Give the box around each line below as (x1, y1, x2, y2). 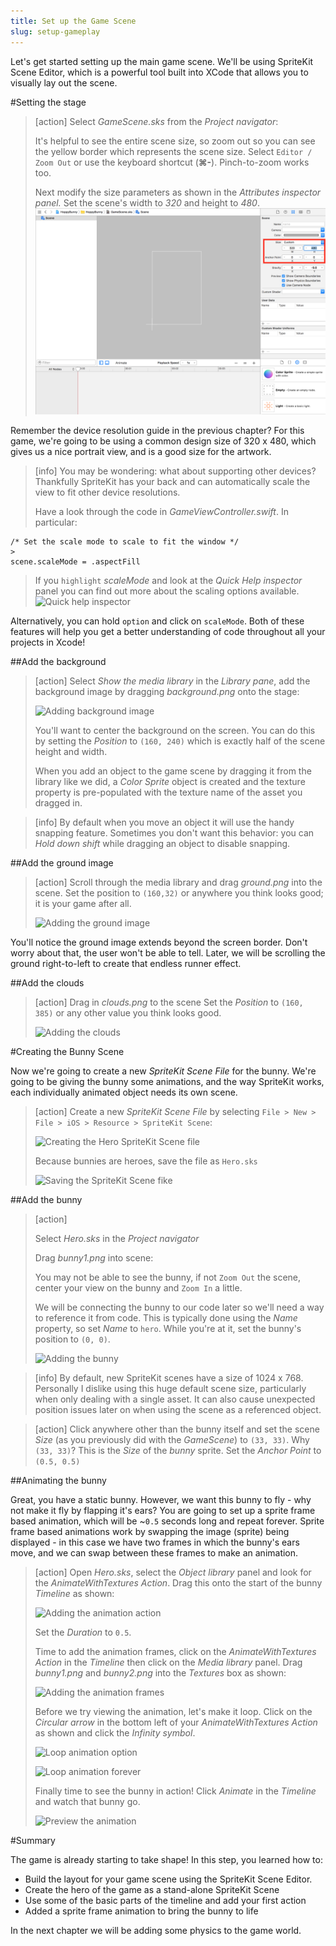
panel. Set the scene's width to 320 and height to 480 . (34, 196, 260, 209)
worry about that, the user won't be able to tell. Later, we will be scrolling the (10, 947, 326, 959)
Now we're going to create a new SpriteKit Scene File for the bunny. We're (10, 1065, 317, 1077)
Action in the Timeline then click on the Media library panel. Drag (34, 1656, 303, 1669)
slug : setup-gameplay (10, 26, 101, 37)
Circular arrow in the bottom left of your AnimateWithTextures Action (34, 1716, 318, 1729)
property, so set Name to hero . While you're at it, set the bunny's (34, 1323, 302, 1335)
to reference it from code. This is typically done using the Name (34, 1312, 298, 1324)
